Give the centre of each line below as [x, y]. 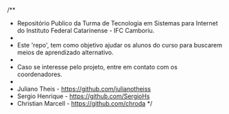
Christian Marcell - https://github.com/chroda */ [85, 103]
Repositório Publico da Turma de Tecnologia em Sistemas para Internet [117, 23]
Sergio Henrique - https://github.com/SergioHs [83, 96]
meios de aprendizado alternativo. [65, 52]
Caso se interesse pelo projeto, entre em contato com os [97, 67]
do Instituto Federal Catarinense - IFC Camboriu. [86, 31]
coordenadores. [40, 74]
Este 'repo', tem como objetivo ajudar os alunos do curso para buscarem [120, 45]
